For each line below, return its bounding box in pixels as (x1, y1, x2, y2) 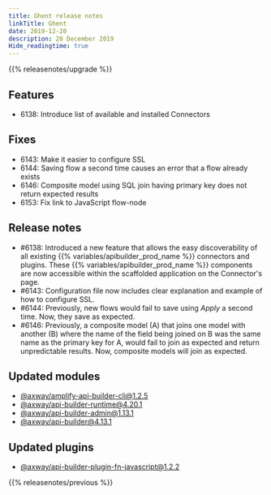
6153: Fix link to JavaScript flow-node (19, 197, 147, 207)
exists (19, 171, 41, 181)
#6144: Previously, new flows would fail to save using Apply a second (19, 303, 253, 312)
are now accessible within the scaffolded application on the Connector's (19, 269, 262, 278)
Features (8, 88, 54, 101)
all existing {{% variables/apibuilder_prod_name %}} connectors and (19, 251, 250, 260)
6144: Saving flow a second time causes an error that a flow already (19, 163, 248, 173)
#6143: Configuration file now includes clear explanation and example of (19, 286, 263, 295)
